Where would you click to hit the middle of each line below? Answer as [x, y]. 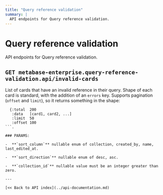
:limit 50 [23, 119]
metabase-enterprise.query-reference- [78, 72]
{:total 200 [23, 110]
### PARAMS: [17, 136]
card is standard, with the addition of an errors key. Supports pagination [79, 95]
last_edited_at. [22, 149]
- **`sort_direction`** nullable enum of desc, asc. [62, 158]
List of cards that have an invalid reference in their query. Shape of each [79, 90]
